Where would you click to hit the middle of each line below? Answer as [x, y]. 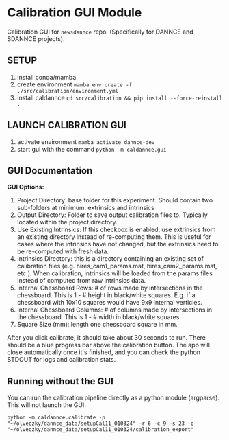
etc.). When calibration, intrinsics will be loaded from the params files [115, 273]
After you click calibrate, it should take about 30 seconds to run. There [107, 338]
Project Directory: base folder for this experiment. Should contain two [115, 200]
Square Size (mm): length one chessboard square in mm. [97, 325]
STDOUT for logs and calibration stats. [62, 360]
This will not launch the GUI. [47, 405]
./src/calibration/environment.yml [68, 91]
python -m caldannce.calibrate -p [56, 418]
